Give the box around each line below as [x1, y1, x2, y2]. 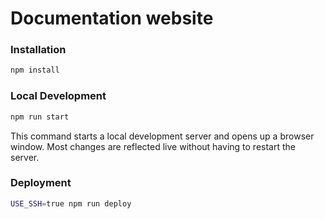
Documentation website [10, 7, 214, 30]
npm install [10, 65, 60, 76]
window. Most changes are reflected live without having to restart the [10, 140, 296, 152]
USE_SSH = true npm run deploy [10, 198, 132, 209]
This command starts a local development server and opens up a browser [10, 130, 315, 142]
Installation [10, 43, 67, 57]
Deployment [10, 176, 72, 190]
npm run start [10, 112, 70, 122]
